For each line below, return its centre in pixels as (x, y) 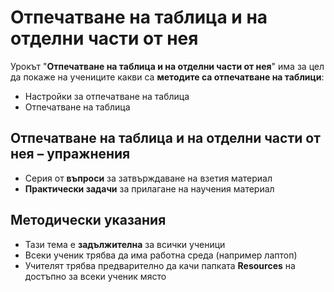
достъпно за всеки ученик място (95, 276)
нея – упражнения (70, 154)
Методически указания (88, 220)
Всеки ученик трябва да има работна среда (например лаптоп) (161, 255)
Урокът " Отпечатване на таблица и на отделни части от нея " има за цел (167, 66)
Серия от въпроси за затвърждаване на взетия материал (148, 178)
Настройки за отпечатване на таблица (107, 96)
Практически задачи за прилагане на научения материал (149, 188)
